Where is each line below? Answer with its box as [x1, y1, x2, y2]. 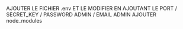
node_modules [6, 17, 43, 24]
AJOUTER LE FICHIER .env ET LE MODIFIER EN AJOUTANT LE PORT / [6, 5, 178, 12]
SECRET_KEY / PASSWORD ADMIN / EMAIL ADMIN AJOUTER [6, 11, 157, 18]
